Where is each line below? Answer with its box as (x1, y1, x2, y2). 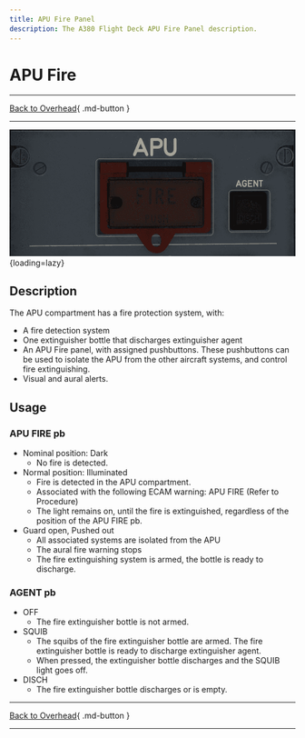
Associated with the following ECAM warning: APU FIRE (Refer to (35, 486, 280, 497)
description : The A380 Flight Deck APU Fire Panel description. (9, 24, 258, 34)
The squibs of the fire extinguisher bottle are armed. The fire (35, 636, 263, 647)
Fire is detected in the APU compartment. (35, 477, 192, 488)
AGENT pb (9, 586, 56, 599)
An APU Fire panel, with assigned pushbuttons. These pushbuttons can (22, 344, 290, 355)
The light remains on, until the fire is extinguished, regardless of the (35, 505, 290, 517)
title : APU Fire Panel (9, 15, 95, 24)
